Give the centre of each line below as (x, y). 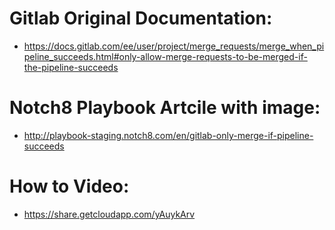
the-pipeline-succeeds (71, 67)
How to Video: (69, 186)
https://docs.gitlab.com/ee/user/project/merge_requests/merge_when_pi (174, 46)
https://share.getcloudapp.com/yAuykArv (109, 214)
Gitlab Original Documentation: (141, 18)
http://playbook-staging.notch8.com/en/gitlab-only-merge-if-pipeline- (168, 135)
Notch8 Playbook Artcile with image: (165, 108)
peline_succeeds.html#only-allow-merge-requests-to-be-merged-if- (165, 56)
